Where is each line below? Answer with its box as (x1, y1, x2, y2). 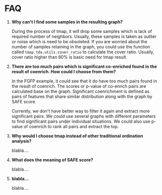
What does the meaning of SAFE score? (11, 157, 93, 162)
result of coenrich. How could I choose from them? (11, 68, 116, 74)
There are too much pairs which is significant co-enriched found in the (11, 64, 157, 69)
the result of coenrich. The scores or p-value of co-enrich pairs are (11, 83, 146, 89)
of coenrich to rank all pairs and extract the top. (23, 123, 119, 129)
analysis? (11, 138, 32, 144)
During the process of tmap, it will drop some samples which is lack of (11, 28, 152, 34)
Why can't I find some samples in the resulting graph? (11, 19, 123, 25)
